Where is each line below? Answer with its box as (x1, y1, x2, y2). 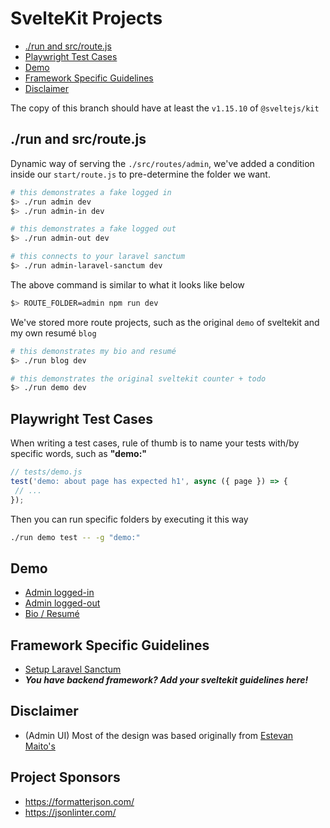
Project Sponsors (10, 769, 121, 786)
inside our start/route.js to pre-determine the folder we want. (10, 168, 271, 180)
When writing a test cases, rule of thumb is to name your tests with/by (10, 437, 300, 449)
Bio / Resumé (24, 608, 80, 620)
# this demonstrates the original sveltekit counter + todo (10, 373, 267, 384)
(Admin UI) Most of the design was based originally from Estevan (24, 729, 294, 741)
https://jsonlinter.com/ (24, 806, 117, 818)
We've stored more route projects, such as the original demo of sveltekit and (10, 316, 320, 328)
